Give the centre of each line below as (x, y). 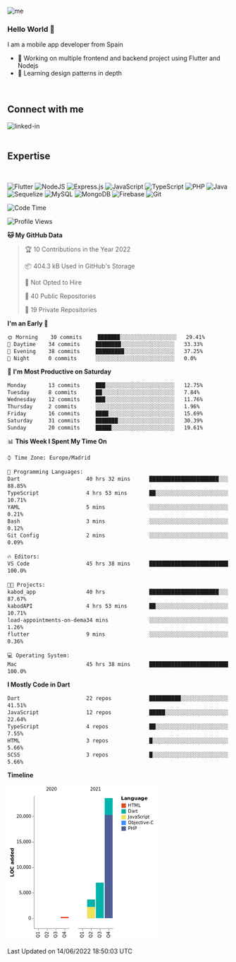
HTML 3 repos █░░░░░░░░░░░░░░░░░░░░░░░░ (118, 741)
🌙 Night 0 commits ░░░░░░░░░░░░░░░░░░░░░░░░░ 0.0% (102, 358)
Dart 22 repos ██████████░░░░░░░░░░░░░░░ (118, 698)
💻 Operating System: (39, 655)
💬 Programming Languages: (45, 472)
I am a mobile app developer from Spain (65, 44)
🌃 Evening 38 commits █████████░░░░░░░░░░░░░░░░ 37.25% (105, 351)
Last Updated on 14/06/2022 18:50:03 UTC (70, 951)
